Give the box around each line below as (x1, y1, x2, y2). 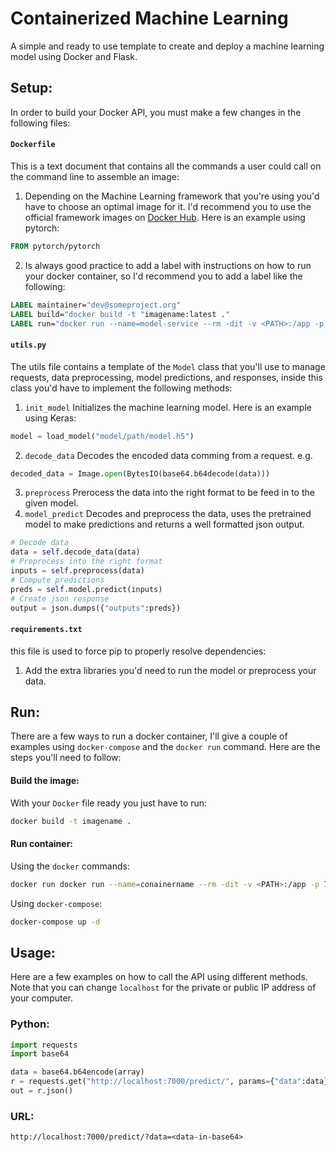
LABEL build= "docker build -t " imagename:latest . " (10, 309, 230, 319)
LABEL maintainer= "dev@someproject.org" (10, 300, 182, 310)
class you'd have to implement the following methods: (10, 382, 233, 394)
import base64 (10, 1049, 70, 1059)
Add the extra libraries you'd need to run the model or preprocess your (24, 664, 317, 676)
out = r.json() (10, 1086, 74, 1096)
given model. (24, 497, 79, 509)
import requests (10, 1040, 78, 1050)
